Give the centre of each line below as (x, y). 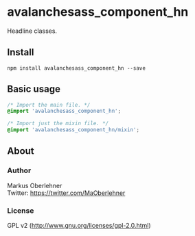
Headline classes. (32, 31)
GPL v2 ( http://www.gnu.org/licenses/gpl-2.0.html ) (79, 226)
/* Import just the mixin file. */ (58, 124)
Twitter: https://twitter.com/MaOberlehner (66, 193)
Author (19, 170)
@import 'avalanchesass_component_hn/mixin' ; (73, 130)
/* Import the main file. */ (49, 105)
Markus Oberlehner (35, 185)
